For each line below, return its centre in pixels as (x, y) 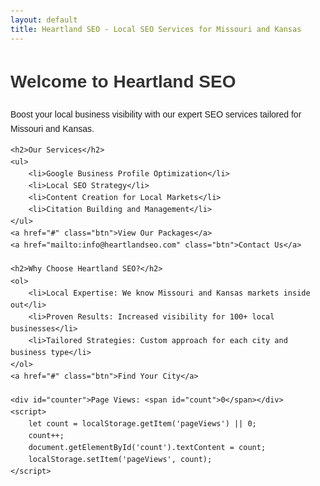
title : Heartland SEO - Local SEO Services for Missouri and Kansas (156, 29)
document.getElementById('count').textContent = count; (147, 448)
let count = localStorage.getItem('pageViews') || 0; (142, 424)
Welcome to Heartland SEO (123, 81)
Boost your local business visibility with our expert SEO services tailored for (156, 114)
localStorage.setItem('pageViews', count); (120, 460)
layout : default (44, 20)
